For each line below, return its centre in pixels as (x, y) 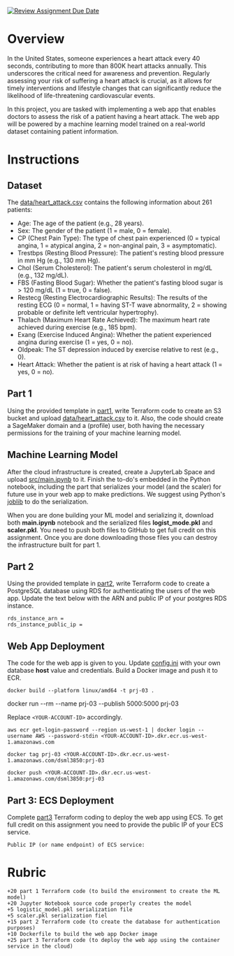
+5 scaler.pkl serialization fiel (58, 915)
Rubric (27, 872)
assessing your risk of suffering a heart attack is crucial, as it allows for (110, 80)
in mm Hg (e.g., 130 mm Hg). (59, 260)
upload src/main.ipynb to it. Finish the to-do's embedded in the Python (109, 479)
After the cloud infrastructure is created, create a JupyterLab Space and (111, 471)
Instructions (43, 160)
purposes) (22, 928)
